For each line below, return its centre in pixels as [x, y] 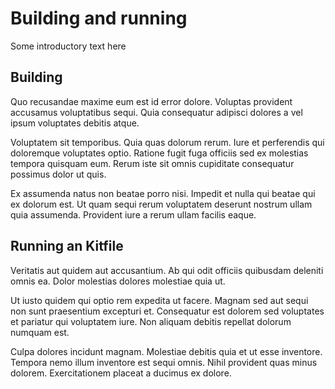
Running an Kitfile [67, 246]
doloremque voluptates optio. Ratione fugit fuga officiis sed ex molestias [159, 153]
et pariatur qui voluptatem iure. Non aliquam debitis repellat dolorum [151, 321]
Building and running [99, 18]
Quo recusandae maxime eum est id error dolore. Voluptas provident [151, 101]
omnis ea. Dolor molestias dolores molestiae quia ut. [118, 281]
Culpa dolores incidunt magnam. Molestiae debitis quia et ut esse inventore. [166, 351]
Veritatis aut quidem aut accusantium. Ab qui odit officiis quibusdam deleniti [167, 270]
